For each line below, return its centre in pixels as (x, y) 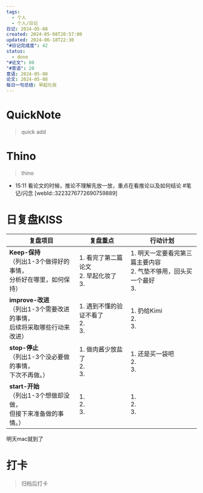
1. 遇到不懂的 (98, 306)
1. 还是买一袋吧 (153, 354)
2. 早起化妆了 (98, 276)
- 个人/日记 (25, 23)
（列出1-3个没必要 (37, 357)
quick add (34, 131)
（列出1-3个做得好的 (40, 261)
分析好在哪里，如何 (37, 279)
